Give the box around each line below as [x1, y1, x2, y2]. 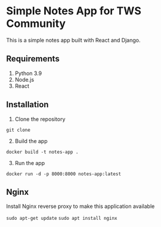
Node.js [14, 76, 35, 83]
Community [6, 17, 66, 30]
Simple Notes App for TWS [6, 4, 142, 18]
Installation [6, 99, 49, 110]
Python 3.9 [14, 70, 42, 77]
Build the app [14, 137, 48, 144]
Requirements [6, 54, 60, 64]
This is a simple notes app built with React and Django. [6, 36, 141, 43]
